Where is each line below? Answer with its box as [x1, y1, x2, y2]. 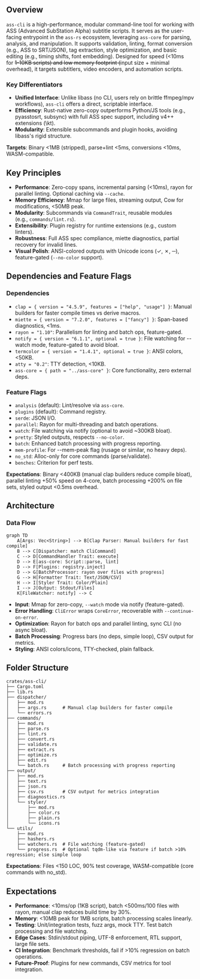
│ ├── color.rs [6, 810, 60, 816]
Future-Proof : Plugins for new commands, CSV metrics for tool [14, 960, 171, 967]
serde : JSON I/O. [14, 414, 56, 421]
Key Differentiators [6, 80, 63, 89]
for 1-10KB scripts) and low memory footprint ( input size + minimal [6, 59, 169, 66]
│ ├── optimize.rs [6, 752, 58, 758]
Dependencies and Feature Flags [6, 271, 132, 282]
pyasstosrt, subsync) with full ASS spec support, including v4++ [14, 113, 174, 121]
